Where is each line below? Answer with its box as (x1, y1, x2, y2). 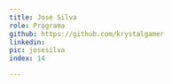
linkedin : (9, 37, 46, 47)
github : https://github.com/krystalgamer (9, 29, 165, 38)
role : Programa (9, 21, 66, 30)
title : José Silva (9, 12, 77, 22)
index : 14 (9, 54, 46, 63)
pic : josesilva (9, 46, 66, 55)
